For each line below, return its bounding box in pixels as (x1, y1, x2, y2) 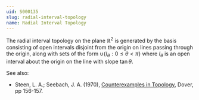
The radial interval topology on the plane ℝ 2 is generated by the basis (6, 36, 177, 45)
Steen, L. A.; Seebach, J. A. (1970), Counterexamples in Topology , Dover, (14, 81, 194, 88)
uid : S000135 (6, 8, 39, 15)
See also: (6, 69, 29, 76)
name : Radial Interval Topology (6, 20, 86, 26)
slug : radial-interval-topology (6, 14, 86, 20)
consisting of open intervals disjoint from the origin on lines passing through (6, 44, 194, 51)
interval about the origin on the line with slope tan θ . (6, 58, 133, 65)
